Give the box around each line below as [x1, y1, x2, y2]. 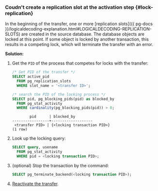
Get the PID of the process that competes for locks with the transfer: [12, 60, 149, 66]
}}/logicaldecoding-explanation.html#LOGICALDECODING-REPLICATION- [5, 26, 152, 32]
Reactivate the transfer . [12, 181, 59, 187]
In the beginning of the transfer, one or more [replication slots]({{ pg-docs [5, 21, 153, 27]
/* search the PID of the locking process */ [12, 92, 106, 97]
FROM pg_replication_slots [16, 79, 71, 84]
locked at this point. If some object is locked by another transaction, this [5, 36, 149, 42]
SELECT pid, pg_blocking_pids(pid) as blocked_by [12, 96, 115, 101]
